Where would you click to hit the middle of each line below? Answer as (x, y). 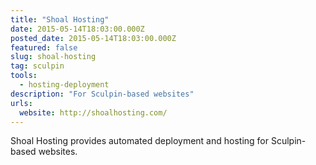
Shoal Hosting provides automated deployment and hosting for (140, 141)
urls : (21, 103)
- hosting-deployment (64, 85)
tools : (24, 76)
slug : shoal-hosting (53, 57)
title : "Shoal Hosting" (60, 19)
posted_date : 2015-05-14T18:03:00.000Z (93, 38)
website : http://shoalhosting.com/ (93, 112)
